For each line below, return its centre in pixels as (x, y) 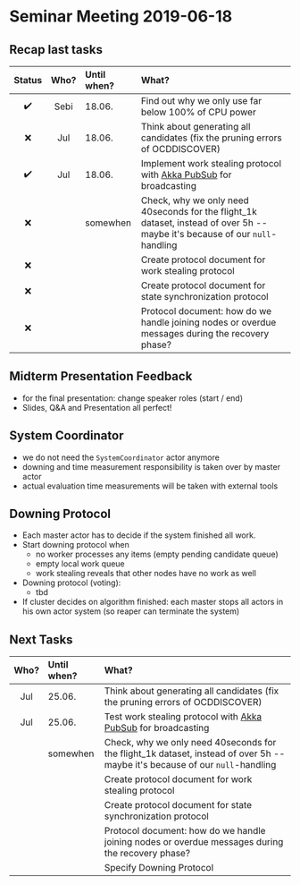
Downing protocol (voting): (71, 583)
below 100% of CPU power (198, 112)
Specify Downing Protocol (159, 868)
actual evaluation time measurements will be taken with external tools (150, 486)
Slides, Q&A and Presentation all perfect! (97, 407)
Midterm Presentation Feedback (101, 376)
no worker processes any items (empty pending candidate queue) (157, 554)
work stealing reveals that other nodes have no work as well (146, 574)
